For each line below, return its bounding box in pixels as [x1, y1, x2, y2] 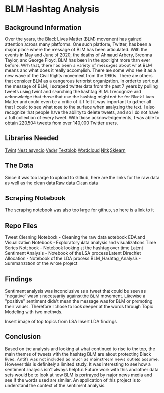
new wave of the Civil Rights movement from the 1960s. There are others [5, 73, 153, 78]
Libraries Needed [5, 134, 59, 142]
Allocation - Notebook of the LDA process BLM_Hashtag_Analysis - [5, 255, 141, 262]
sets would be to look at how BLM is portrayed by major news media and [5, 372, 152, 378]
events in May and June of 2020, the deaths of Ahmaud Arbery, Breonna [5, 52, 152, 58]
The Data [5, 162, 33, 170]
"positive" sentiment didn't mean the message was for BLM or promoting [5, 298, 153, 304]
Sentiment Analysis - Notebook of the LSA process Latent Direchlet [5, 250, 141, 256]
